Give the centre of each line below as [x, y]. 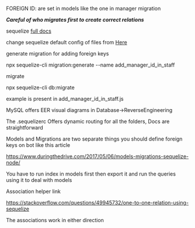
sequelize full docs [29, 31]
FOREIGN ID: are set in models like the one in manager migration [83, 8]
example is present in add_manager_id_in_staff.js [65, 99]
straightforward [25, 127]
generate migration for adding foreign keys [58, 54]
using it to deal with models [39, 180]
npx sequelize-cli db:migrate [40, 87]
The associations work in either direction [55, 220]
